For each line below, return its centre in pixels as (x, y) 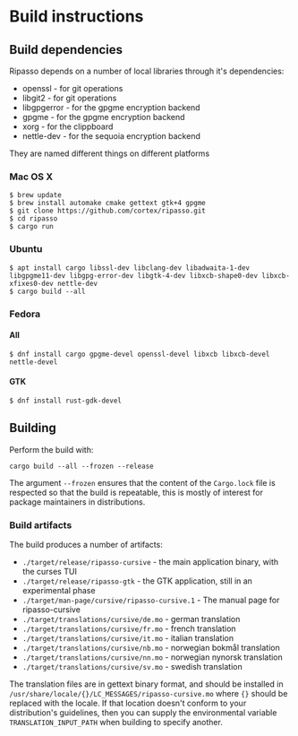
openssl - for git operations (72, 88)
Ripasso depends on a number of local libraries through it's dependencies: (147, 71)
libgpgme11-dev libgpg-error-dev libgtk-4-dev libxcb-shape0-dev (133, 275)
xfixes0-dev (31, 283)
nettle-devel (34, 362)
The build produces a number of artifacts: (86, 545)
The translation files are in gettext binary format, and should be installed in (146, 684)
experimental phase (59, 591)
